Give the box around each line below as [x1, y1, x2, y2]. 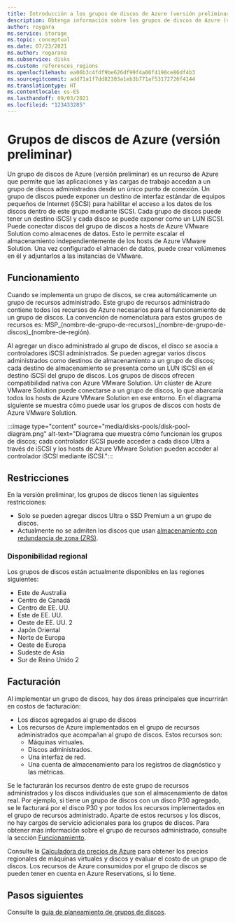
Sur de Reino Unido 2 [17, 655, 79, 664]
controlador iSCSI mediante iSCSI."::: [7, 451, 113, 460]
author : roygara [7, 23, 55, 30]
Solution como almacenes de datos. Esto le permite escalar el [7, 229, 185, 238]
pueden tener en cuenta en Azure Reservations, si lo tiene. [7, 869, 176, 877]
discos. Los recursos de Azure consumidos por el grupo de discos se [7, 861, 208, 870]
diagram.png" [7, 429, 47, 438]
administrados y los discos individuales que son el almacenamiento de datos [7, 788, 228, 797]
